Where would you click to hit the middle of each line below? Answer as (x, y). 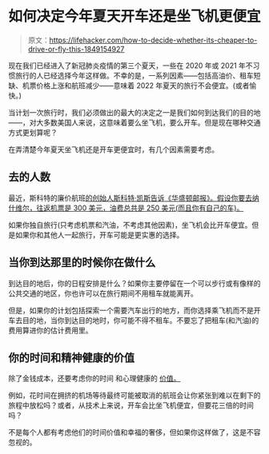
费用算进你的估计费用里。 (50, 330)
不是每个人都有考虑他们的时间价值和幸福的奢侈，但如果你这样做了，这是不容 (134, 432)
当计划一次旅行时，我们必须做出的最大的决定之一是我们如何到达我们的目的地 (134, 112)
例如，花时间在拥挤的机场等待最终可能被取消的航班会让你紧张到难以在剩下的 (134, 396)
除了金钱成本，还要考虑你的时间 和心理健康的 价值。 (94, 378)
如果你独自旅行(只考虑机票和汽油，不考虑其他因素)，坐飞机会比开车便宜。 (130, 225)
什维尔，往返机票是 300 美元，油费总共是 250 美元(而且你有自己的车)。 (126, 208)
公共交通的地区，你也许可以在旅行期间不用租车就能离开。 (103, 293)
